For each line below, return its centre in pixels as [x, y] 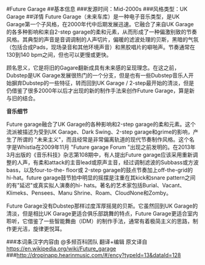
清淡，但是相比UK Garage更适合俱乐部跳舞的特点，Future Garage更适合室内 [102, 213]
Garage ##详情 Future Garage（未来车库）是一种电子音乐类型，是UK [93, 16]
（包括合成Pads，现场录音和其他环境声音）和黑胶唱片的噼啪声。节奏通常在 [101, 47]
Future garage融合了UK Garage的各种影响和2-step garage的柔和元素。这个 [101, 124]
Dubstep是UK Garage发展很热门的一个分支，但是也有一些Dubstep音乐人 [97, 75]
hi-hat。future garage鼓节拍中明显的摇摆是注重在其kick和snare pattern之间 [101, 178]
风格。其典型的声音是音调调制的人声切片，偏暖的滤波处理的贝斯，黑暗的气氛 [103, 39]
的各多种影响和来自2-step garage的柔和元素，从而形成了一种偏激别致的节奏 [102, 32]
